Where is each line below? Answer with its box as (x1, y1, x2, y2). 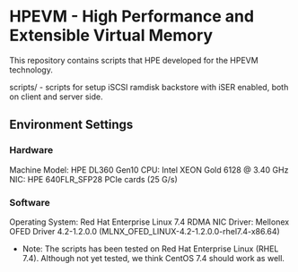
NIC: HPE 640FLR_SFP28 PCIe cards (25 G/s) (9, 174, 178, 184)
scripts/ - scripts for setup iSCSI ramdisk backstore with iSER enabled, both (9, 81, 289, 92)
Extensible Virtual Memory (9, 25, 214, 46)
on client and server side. (9, 91, 103, 102)
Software (9, 196, 51, 208)
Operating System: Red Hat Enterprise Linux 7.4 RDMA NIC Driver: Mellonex (9, 217, 290, 227)
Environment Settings (9, 117, 134, 132)
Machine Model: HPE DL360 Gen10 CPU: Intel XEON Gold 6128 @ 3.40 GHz (9, 164, 289, 175)
